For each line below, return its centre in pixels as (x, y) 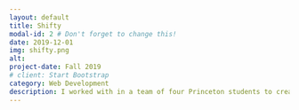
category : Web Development (59, 83)
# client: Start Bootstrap (59, 75)
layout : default (39, 17)
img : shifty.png (39, 51)
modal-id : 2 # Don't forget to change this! (93, 34)
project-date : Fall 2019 (55, 67)
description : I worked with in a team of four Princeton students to (141, 91)
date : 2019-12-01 (41, 42)
